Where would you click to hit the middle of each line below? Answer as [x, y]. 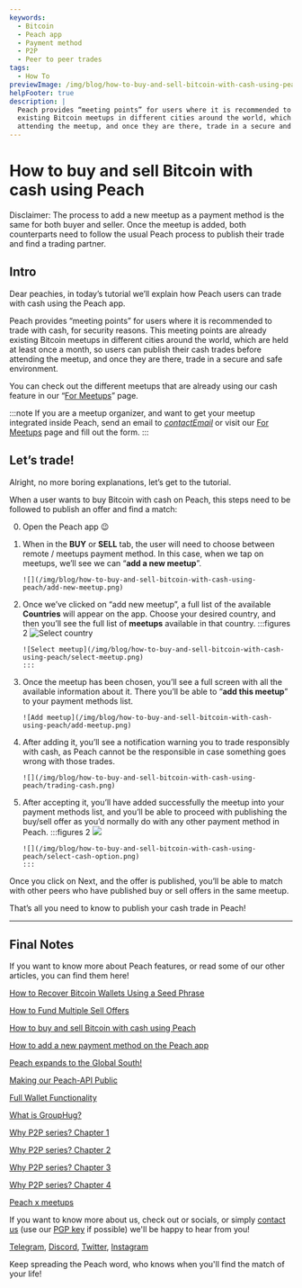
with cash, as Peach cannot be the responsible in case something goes [154, 752]
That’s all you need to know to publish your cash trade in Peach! [128, 908]
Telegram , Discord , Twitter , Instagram [79, 1247]
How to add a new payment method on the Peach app [109, 1046]
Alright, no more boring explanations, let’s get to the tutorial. [120, 482]
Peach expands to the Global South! [75, 1063]
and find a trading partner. [58, 243]
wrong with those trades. [68, 761]
